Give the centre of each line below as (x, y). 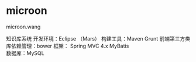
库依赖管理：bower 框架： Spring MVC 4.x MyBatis (68, 46)
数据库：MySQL (25, 53)
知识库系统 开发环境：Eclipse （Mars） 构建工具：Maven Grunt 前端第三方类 (98, 38)
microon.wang (23, 27)
